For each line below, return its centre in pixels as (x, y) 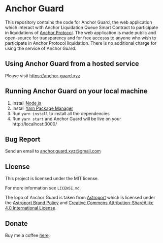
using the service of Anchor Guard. (41, 48)
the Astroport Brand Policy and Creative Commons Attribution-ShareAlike (79, 203)
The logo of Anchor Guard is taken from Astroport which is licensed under (80, 198)
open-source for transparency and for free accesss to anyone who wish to (81, 38)
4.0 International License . (31, 208)
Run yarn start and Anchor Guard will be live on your (67, 119)
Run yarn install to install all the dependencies (61, 113)
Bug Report (23, 139)
